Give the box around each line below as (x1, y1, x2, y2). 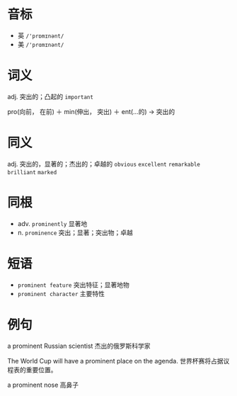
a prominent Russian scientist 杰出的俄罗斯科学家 (7, 341, 151, 350)
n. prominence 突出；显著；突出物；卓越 (17, 228, 133, 237)
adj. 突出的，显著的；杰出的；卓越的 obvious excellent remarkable (7, 159, 200, 168)
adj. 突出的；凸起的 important (7, 92, 94, 101)
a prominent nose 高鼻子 (7, 380, 79, 389)
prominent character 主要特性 (17, 289, 105, 298)
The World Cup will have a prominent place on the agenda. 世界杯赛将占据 (7, 356, 224, 365)
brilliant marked (7, 169, 57, 176)
